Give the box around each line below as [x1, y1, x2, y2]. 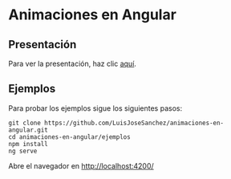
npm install [8, 140, 48, 148]
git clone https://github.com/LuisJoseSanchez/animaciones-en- [8, 119, 225, 127]
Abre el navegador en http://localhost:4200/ [8, 161, 154, 170]
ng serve [8, 147, 38, 155]
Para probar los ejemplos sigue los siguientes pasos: [8, 103, 183, 113]
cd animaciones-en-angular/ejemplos [8, 132, 131, 141]
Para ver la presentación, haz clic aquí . [8, 59, 136, 68]
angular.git [8, 126, 48, 134]
